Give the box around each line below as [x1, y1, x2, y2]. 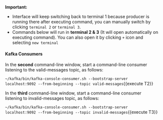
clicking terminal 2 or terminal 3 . [12, 24, 81, 30]
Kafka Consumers [5, 51, 43, 57]
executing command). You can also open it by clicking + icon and [12, 34, 143, 40]
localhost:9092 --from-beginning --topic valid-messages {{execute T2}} [5, 81, 154, 87]
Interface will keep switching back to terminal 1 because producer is [12, 14, 150, 19]
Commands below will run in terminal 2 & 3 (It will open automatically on [12, 29, 158, 35]
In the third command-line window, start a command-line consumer [5, 90, 142, 96]
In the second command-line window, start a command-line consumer [5, 62, 147, 68]
